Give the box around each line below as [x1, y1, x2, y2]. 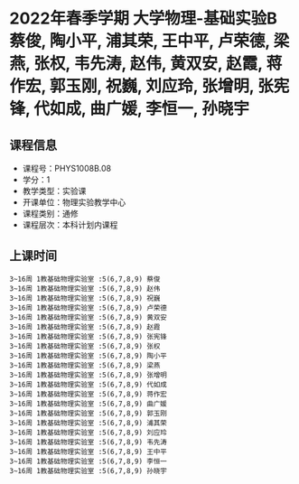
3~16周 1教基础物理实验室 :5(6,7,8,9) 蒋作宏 [9, 389, 167, 398]
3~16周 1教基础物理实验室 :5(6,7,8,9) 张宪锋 [9, 331, 167, 341]
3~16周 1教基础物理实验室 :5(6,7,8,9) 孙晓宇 [9, 466, 167, 475]
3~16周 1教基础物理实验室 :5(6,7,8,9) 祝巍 [9, 293, 161, 302]
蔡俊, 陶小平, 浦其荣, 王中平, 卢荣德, [9, 31, 270, 51]
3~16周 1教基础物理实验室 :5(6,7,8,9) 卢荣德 [9, 303, 167, 312]
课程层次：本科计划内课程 [22, 219, 118, 230]
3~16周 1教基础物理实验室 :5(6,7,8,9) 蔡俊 [9, 275, 161, 284]
